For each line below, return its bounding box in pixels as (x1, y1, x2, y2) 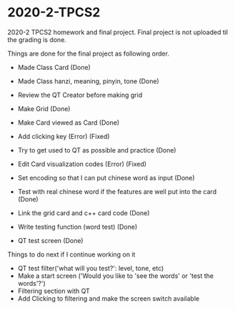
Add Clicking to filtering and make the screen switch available (17, 294, 200, 303)
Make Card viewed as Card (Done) (17, 118, 120, 127)
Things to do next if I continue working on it (7, 250, 136, 259)
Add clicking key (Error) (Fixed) (17, 132, 110, 140)
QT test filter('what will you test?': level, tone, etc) (17, 264, 164, 272)
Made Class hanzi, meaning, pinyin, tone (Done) (17, 76, 159, 86)
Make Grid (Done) (17, 104, 71, 113)
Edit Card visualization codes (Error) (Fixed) (17, 160, 147, 168)
